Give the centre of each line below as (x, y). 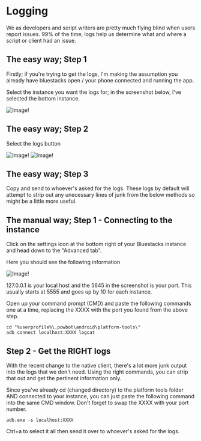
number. (16, 409)
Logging (27, 11)
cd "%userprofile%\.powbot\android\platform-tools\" (73, 327)
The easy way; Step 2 (47, 129)
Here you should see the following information (63, 262)
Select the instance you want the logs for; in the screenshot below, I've (94, 92)
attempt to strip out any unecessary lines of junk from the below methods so (100, 195)
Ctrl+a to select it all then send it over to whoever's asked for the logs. (93, 431)
